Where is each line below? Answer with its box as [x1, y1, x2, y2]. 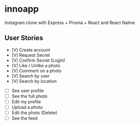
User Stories [4, 34, 43, 42]
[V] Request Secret [11, 52, 50, 58]
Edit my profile [11, 99, 41, 104]
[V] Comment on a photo [11, 68, 62, 74]
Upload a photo [11, 104, 43, 110]
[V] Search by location [11, 78, 57, 84]
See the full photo [11, 93, 48, 99]
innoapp [4, 3, 39, 15]
